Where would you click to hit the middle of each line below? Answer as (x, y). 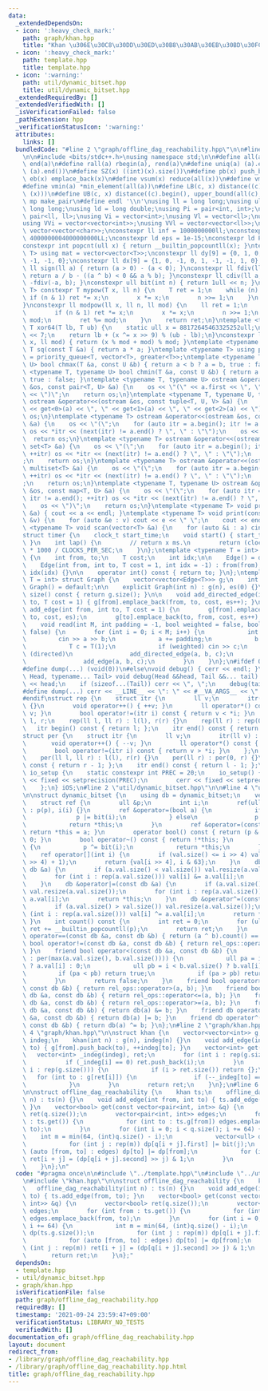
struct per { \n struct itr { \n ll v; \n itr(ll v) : (141, 735)
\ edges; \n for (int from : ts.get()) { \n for (134, 1211)
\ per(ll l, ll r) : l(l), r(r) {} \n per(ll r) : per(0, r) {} (141, 758)
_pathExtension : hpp (49, 120)
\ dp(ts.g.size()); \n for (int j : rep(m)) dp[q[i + (132, 1233)
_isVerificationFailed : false (65, 113)
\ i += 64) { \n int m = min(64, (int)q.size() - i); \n (135, 1226)
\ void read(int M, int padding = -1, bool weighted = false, (134, 624)
